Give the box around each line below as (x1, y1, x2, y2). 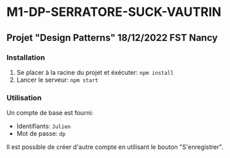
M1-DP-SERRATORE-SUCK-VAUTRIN (6, 4, 222, 20)
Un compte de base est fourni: (6, 109, 94, 117)
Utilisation (6, 93, 42, 103)
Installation (6, 53, 46, 62)
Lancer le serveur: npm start (16, 76, 98, 84)
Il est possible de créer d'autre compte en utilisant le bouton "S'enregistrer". (6, 143, 224, 151)
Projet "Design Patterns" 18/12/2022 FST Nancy (6, 32, 218, 44)
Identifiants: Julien (16, 122, 71, 130)
